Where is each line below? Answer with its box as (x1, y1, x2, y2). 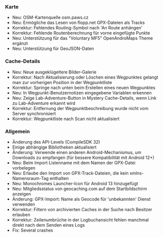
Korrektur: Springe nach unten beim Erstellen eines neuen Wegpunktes (12, 85, 156, 90)
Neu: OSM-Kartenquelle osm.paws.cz (12, 15, 89, 21)
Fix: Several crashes (12, 227, 53, 233)
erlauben (12, 212, 30, 217)
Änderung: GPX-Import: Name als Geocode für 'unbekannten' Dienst (12, 196, 151, 202)
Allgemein (5, 128, 30, 135)
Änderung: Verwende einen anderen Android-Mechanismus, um (12, 149, 141, 155)
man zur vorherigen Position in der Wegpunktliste (12, 79, 113, 85)
